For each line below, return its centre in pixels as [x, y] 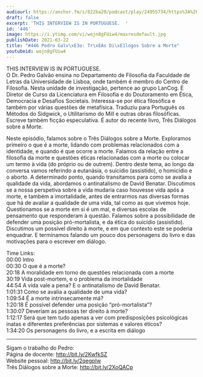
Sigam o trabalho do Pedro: [40, 348]
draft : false [23, 18]
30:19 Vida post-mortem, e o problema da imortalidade [75, 279]
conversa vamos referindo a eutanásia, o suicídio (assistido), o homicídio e [99, 170]
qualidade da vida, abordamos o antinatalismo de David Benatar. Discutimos [101, 183]
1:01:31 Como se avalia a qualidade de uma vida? [67, 292]
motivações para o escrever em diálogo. [56, 241]
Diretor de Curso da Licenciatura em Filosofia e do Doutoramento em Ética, [100, 94]
